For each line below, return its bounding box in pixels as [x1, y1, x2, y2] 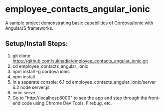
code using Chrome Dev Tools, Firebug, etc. [21, 100, 112, 106]
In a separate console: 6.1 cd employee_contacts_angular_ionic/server [12, 79, 156, 85]
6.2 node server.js [12, 84, 50, 90]
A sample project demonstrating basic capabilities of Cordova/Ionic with [5, 20, 154, 26]
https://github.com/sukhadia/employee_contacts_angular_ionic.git [12, 58, 148, 64]
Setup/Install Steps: [5, 40, 68, 48]
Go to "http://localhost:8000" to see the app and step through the [12, 95, 148, 101]
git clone [12, 53, 31, 58]
